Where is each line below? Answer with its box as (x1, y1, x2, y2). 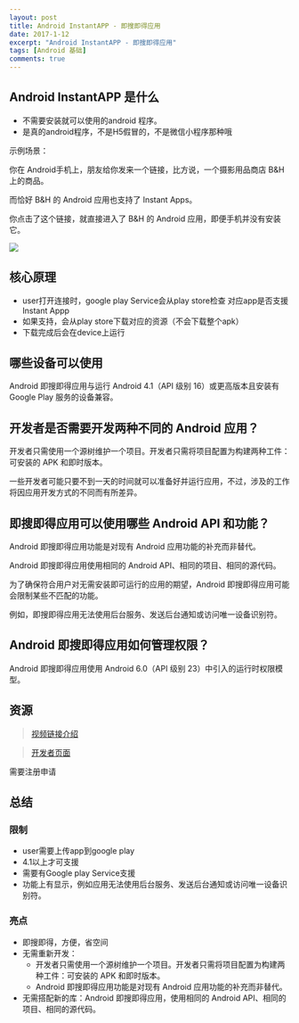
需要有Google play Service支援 (21, 868, 136, 879)
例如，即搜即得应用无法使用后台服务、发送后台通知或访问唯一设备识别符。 (9, 609, 282, 620)
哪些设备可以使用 (9, 356, 103, 371)
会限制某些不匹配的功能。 (9, 590, 103, 601)
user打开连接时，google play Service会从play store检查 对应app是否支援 (21, 295, 289, 306)
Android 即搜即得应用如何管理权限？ (9, 638, 210, 653)
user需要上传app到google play (21, 846, 135, 856)
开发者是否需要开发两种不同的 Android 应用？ (9, 420, 260, 435)
